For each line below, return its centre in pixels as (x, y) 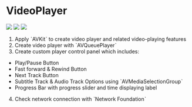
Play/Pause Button (37, 63)
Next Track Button (36, 75)
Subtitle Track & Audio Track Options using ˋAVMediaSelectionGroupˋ (99, 81)
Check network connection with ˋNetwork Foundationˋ (80, 99)
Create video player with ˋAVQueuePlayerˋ (65, 45)
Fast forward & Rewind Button (50, 69)
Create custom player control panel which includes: (77, 51)
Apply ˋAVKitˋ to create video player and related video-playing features (100, 39)
